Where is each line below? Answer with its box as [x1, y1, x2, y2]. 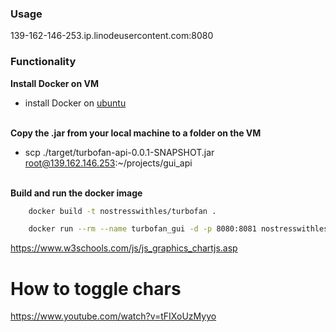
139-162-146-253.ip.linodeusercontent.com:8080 [10, 30, 214, 42]
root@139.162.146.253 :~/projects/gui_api [24, 157, 193, 169]
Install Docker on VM [10, 77, 99, 89]
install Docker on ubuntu [24, 97, 127, 109]
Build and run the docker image [10, 187, 143, 199]
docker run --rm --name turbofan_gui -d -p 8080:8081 [28, 224, 257, 234]
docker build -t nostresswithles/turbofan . [28, 206, 217, 216]
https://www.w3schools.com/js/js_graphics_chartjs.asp [10, 242, 238, 254]
